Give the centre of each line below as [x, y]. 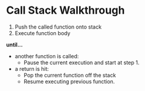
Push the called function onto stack [58, 27]
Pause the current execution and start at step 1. [81, 62]
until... [15, 45]
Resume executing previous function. [69, 81]
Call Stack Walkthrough [65, 10]
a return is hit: [32, 68]
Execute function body [42, 33]
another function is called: [47, 56]
